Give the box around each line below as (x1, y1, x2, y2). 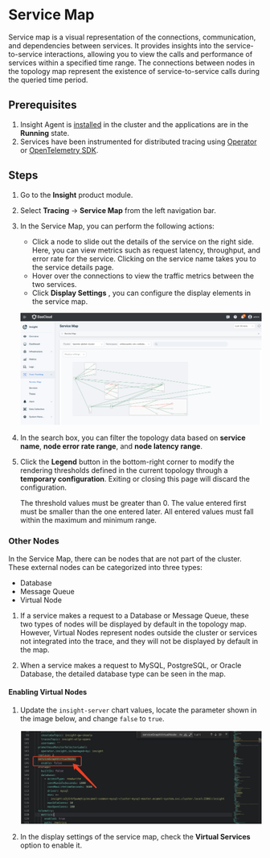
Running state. (19, 128, 70, 138)
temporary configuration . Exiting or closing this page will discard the (19, 474, 251, 484)
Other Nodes (8, 536, 59, 547)
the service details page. (31, 262, 114, 272)
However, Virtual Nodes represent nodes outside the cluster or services (19, 627, 258, 637)
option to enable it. (19, 840, 83, 850)
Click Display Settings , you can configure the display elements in (31, 288, 252, 298)
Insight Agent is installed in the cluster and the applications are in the (19, 119, 249, 129)
